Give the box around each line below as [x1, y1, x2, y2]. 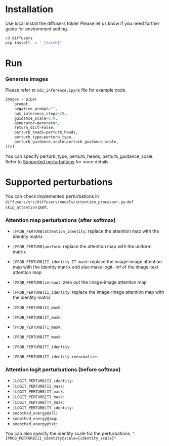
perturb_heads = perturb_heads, [14, 130, 78, 135]
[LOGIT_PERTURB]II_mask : [12, 383, 64, 389]
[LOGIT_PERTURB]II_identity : [12, 378, 73, 384]
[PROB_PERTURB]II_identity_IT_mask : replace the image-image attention [12, 259, 162, 265]
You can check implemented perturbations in [5, 193, 99, 199]
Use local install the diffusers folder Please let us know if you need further [5, 20, 160, 26]
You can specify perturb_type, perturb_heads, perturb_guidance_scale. [5, 153, 154, 159]
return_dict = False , [14, 125, 56, 130]
